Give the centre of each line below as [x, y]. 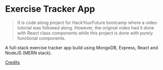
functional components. [41, 38]
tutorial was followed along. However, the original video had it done [86, 27]
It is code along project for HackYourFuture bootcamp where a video [87, 23]
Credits [13, 62]
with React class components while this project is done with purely [85, 33]
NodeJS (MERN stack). [28, 53]
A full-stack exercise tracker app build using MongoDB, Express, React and [81, 47]
